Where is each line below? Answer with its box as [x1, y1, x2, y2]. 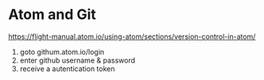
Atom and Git [8, 6, 97, 24]
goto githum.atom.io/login [19, 47, 105, 56]
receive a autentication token [19, 63, 115, 73]
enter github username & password [19, 55, 135, 65]
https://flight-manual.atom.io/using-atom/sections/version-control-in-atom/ [8, 32, 256, 41]
